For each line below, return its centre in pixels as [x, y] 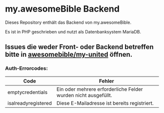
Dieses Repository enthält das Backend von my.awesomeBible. [68, 22]
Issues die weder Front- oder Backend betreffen [79, 47]
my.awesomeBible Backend [62, 9]
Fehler [106, 81]
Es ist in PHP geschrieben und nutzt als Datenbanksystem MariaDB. [73, 32]
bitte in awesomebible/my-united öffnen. [69, 55]
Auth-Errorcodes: [26, 68]
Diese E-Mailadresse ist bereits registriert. [105, 103]
